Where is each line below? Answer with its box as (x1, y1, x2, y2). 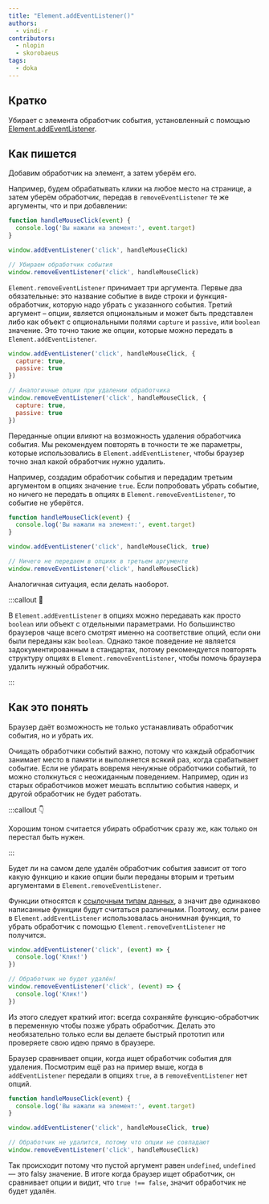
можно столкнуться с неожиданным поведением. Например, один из (8, 771, 249, 781)
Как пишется (8, 146, 77, 161)
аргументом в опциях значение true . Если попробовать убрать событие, (8, 480, 259, 491)
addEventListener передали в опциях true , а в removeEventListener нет (8, 1070, 247, 1080)
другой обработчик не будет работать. (8, 789, 142, 799)
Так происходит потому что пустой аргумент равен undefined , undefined (8, 1160, 256, 1170)
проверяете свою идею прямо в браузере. (8, 1038, 156, 1047)
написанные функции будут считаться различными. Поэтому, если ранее (8, 904, 261, 914)
